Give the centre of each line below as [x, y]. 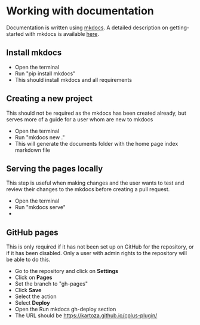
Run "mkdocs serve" [40, 207]
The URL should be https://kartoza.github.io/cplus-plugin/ [86, 315]
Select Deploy [32, 303]
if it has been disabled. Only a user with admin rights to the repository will [96, 253]
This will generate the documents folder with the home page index [96, 143]
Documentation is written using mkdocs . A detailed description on [87, 27]
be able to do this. [28, 260]
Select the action [36, 296]
